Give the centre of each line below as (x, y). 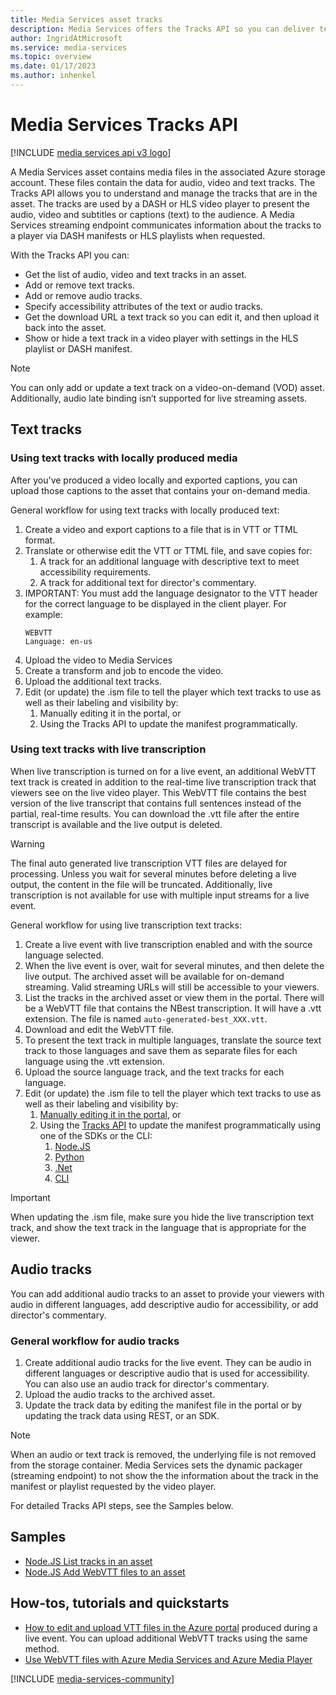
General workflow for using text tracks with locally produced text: (145, 510)
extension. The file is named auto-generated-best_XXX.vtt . (146, 1018)
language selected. (64, 955)
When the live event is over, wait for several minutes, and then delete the (174, 965)
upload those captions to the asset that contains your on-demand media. (160, 490)
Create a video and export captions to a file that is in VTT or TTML (161, 529)
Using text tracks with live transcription (108, 749)
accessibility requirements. (95, 572)
